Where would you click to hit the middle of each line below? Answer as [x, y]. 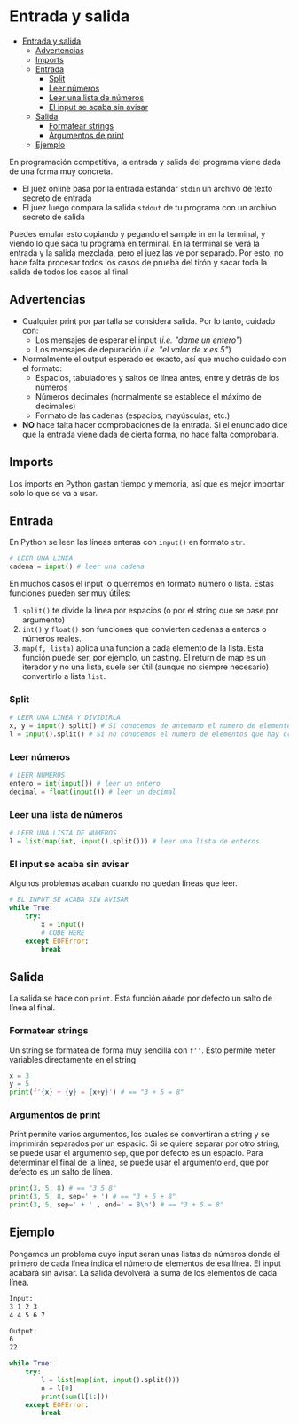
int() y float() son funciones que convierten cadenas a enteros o [144, 629]
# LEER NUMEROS [37, 775]
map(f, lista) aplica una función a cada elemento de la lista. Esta [143, 648]
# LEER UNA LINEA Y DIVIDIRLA [65, 718]
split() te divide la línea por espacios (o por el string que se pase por [150, 611]
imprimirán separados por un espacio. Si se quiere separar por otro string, [145, 1143]
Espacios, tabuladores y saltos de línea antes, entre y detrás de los [157, 377]
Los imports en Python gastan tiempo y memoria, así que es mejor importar [147, 483]
